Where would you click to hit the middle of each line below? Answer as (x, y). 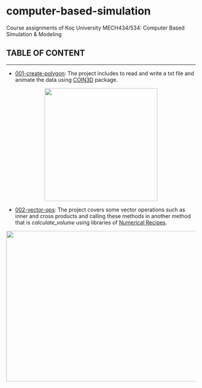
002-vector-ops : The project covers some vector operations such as (100, 210)
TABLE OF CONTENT (46, 53)
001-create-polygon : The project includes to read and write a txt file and (104, 73)
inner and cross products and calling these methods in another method (103, 216)
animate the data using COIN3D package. (66, 80)
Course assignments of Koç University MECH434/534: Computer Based (96, 28)
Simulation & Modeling (34, 34)
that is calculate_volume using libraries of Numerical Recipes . (91, 222)
